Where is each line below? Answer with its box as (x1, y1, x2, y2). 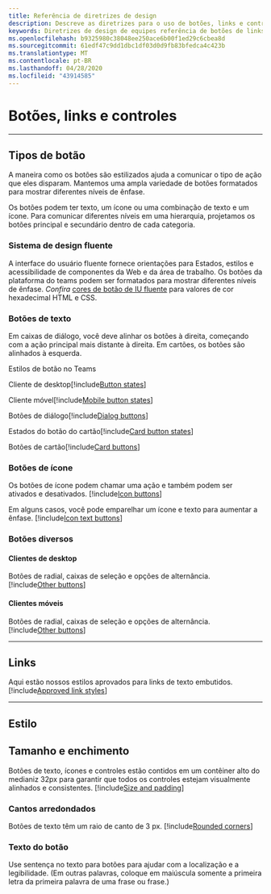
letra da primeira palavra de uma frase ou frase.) (8, 877, 169, 887)
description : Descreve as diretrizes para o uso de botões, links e (8, 19, 244, 27)
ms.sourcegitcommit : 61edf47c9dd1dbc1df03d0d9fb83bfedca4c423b (8, 42, 226, 50)
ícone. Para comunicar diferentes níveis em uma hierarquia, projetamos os (8, 211, 256, 221)
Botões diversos (8, 533, 74, 545)
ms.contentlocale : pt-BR (8, 57, 92, 65)
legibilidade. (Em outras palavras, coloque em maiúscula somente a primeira (8, 868, 262, 878)
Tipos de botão (8, 148, 86, 162)
